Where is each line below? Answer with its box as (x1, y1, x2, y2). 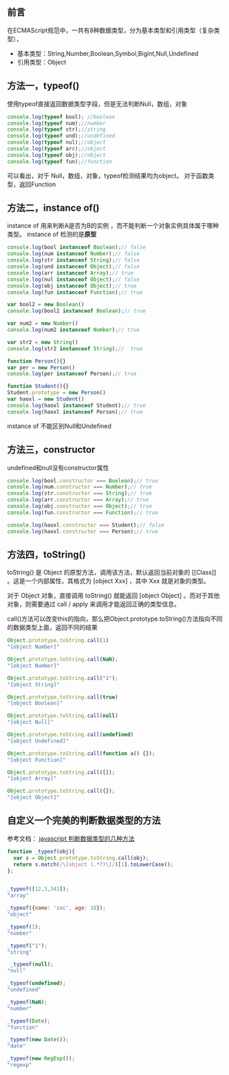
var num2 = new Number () (7, 320, 78, 327)
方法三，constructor (7, 444, 96, 456)
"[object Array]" (7, 775, 57, 783)
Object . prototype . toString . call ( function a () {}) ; (7, 749, 155, 757)
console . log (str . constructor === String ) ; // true (7, 490, 153, 497)
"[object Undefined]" (7, 737, 69, 745)
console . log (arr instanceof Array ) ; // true (7, 269, 134, 277)
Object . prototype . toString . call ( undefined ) (7, 732, 134, 738)
